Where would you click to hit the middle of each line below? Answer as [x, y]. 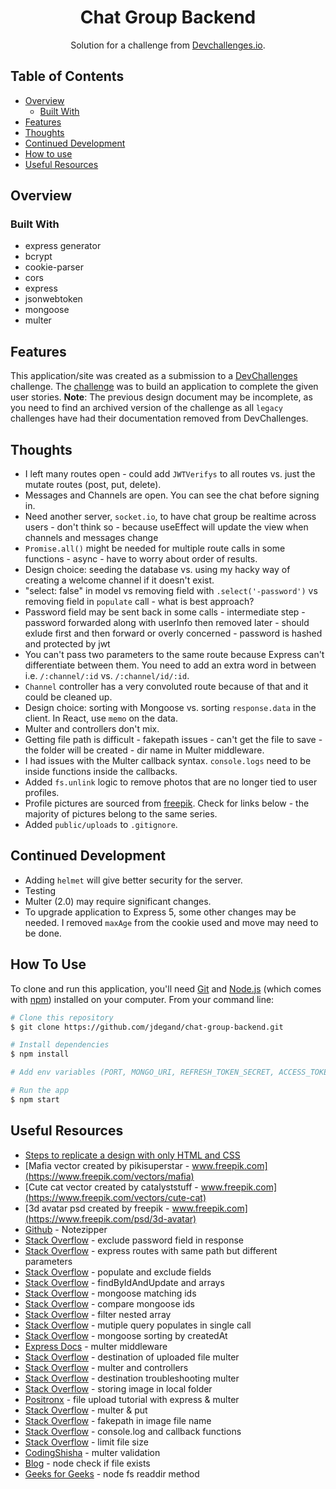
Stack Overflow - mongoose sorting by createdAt [126, 1335]
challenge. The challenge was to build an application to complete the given [164, 387]
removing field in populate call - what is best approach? [139, 602]
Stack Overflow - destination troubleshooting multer [132, 1378]
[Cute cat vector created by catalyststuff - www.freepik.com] [151, 1187]
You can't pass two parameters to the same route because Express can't [174, 655]
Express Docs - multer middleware [96, 1346]
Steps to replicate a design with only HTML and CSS [132, 1155]
